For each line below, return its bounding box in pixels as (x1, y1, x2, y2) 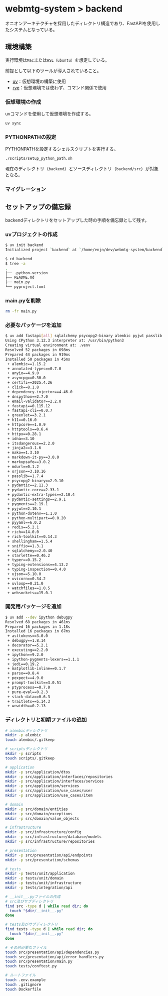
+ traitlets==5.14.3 (7, 699, 50, 704)
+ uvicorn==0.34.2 (7, 576, 46, 581)
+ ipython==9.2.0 (7, 652, 43, 657)
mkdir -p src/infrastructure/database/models (5, 834, 101, 839)
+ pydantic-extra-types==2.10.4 (7, 492, 75, 497)
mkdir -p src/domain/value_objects (5, 816, 79, 821)
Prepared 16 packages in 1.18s (5, 624, 70, 629)
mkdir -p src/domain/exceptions (5, 811, 72, 816)
